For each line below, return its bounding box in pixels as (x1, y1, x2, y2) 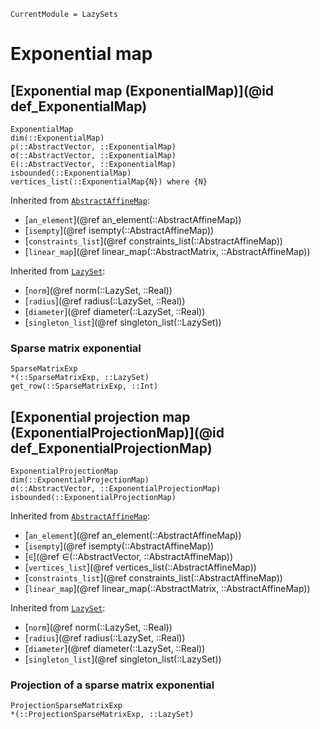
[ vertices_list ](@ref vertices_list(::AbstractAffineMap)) (24, 561, 257, 574)
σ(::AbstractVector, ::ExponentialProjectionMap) (10, 484, 222, 494)
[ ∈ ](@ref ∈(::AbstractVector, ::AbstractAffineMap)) (24, 551, 233, 563)
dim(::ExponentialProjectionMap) (10, 475, 150, 485)
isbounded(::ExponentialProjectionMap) (10, 493, 177, 503)
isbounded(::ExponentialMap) (10, 168, 132, 178)
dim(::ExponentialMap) (10, 133, 105, 143)
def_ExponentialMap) (10, 98, 148, 115)
